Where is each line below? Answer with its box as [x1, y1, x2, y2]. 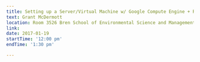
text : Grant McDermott [6, 14, 62, 20]
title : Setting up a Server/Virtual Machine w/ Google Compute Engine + [6, 8, 190, 15]
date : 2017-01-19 [6, 31, 49, 37]
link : [6, 25, 20, 31]
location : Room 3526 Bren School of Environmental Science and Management [6, 19, 196, 25]
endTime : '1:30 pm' [6, 42, 55, 48]
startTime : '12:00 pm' [6, 36, 62, 42]
